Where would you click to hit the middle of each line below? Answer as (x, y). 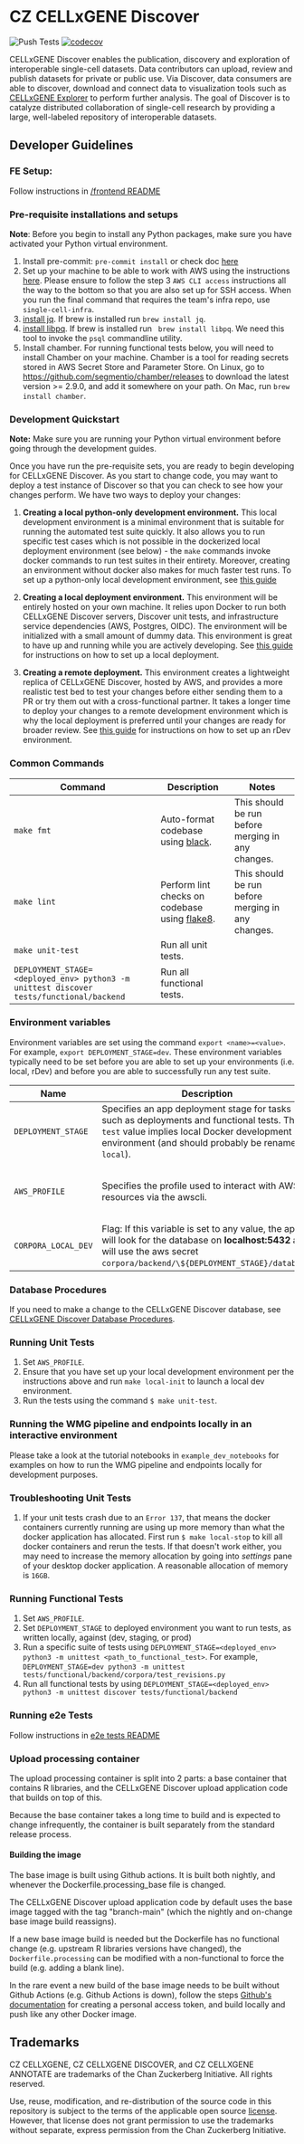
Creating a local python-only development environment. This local (150, 512)
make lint (35, 901)
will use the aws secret (150, 1251)
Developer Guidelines (71, 145)
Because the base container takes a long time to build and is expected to (145, 1815)
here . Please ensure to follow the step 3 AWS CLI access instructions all (154, 280)
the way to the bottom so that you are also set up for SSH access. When (157, 290)
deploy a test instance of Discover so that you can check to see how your (146, 485)
